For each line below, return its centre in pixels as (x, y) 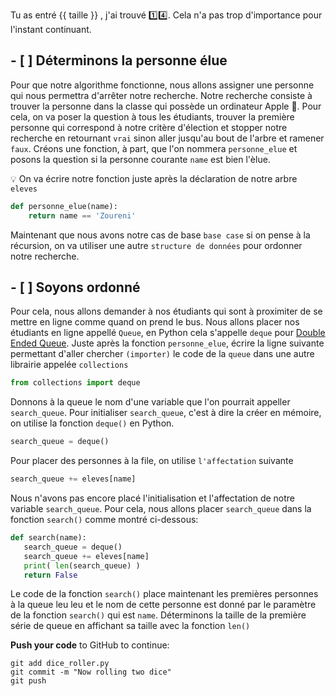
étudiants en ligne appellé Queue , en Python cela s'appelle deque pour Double (168, 333)
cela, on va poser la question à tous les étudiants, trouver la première (152, 116)
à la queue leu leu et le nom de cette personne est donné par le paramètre (163, 605)
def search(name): (48, 538)
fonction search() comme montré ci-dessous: (104, 519)
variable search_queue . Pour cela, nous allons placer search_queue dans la (161, 508)
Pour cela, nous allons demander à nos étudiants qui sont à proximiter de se (166, 311)
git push (28, 681)
